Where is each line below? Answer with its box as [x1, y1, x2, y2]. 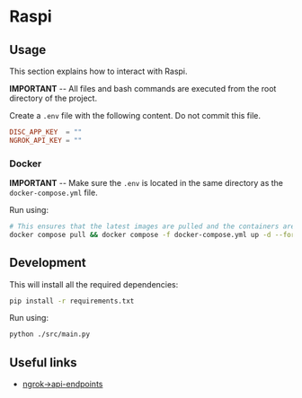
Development [9, 255, 87, 270]
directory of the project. [9, 93, 97, 103]
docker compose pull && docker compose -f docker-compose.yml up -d [9, 230, 271, 239]
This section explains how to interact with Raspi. [9, 66, 188, 76]
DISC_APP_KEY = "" [9, 128, 83, 137]
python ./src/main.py [9, 330, 91, 339]
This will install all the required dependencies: [9, 279, 179, 289]
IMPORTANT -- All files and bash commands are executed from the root [9, 84, 277, 93]
